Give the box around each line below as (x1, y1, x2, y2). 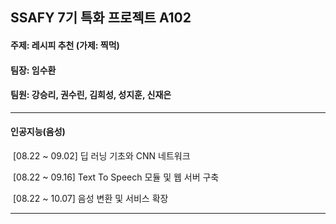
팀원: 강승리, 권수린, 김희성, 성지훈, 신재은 (10, 89, 172, 101)
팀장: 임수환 (10, 64, 57, 76)
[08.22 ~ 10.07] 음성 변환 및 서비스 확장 (12, 192, 169, 204)
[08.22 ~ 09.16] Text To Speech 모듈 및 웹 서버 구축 (12, 171, 220, 183)
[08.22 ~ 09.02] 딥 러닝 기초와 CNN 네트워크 (12, 149, 191, 162)
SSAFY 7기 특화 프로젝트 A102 (10, 9, 192, 27)
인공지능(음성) (10, 126, 66, 138)
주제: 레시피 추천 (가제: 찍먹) (10, 39, 120, 51)
